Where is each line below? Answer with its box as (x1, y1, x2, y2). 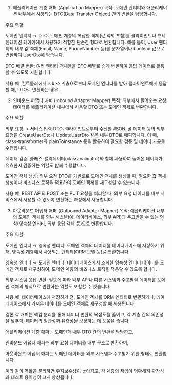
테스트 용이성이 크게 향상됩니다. (10, 374, 74, 380)
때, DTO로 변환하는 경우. (10, 87, 60, 92)
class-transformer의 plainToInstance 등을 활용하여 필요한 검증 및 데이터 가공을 (5, 138, 165, 145)
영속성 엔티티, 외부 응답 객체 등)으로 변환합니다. (18, 220, 114, 227)
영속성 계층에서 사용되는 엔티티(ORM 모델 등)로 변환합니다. (12, 249, 130, 255)
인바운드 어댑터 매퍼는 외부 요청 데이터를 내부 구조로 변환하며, (5, 340, 129, 346)
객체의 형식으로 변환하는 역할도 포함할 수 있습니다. (10, 283, 111, 289)
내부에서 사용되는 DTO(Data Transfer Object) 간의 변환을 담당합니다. (18, 11, 158, 17)
